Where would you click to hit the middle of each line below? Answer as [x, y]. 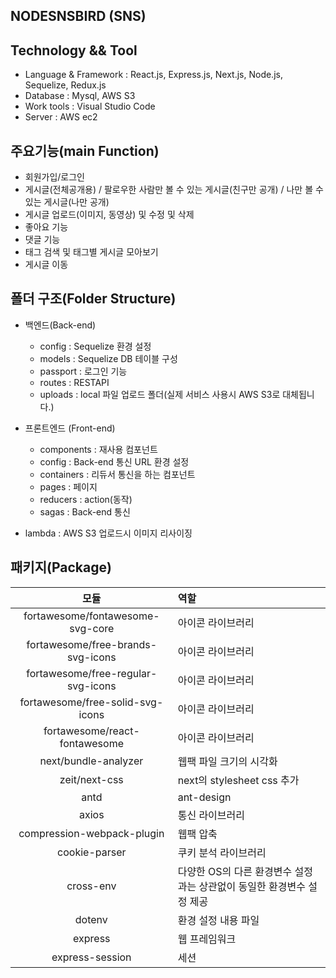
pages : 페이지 [68, 486]
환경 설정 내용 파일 [218, 920]
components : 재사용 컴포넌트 [98, 449]
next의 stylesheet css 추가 [238, 780]
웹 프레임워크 [207, 939]
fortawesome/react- [91, 731]
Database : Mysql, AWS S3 [80, 96]
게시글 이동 [46, 265]
